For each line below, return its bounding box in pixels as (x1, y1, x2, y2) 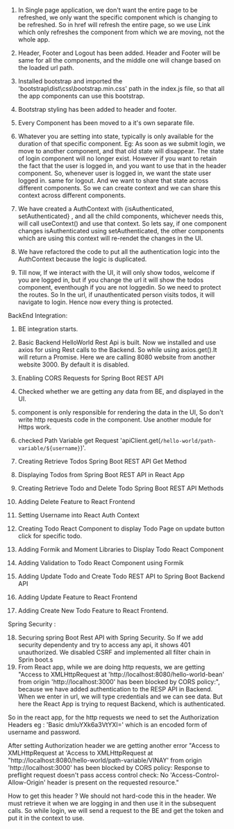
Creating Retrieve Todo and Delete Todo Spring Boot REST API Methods (17, 484, 224, 492)
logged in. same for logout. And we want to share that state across (17, 176, 209, 185)
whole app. (17, 35, 51, 44)
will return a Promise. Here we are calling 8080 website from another (17, 353, 216, 361)
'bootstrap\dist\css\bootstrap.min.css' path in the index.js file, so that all (17, 85, 225, 92)
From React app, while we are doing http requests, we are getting (17, 663, 206, 671)
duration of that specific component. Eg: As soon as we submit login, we (17, 140, 226, 148)
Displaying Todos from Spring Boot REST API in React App (17, 471, 185, 478)
